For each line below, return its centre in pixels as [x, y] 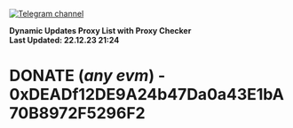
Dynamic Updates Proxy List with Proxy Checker [100, 30]
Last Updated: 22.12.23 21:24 [64, 40]
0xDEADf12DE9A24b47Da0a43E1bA [146, 95]
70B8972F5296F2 [77, 113]
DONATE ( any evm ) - [87, 76]
